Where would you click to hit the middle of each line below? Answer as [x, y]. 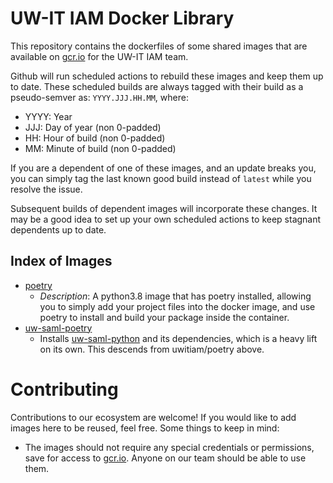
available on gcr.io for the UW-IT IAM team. [99, 56]
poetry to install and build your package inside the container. [164, 317]
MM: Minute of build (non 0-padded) [100, 148]
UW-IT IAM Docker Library [122, 18]
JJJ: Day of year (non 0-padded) [93, 127]
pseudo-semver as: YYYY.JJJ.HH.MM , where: [99, 97]
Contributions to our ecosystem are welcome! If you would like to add [153, 417]
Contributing [64, 389]
